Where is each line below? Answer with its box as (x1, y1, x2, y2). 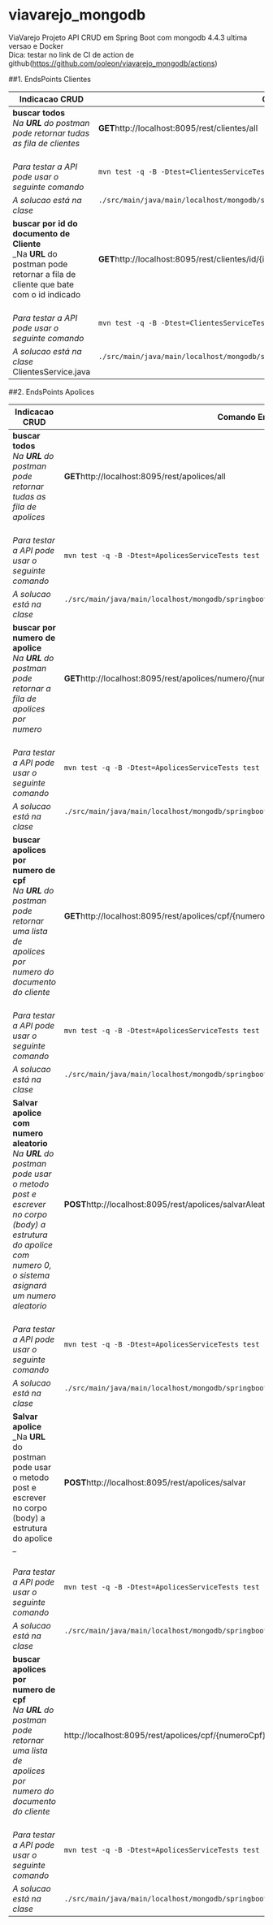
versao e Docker (8, 41, 64, 50)
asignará (12, 1279, 47, 1291)
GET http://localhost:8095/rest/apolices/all (63, 470, 226, 482)
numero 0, (12, 1259, 52, 1270)
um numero (12, 1290, 57, 1301)
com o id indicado (12, 288, 81, 300)
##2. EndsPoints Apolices (8, 387, 95, 396)
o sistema (12, 1270, 50, 1281)
